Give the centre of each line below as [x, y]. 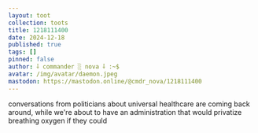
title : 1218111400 [38, 30]
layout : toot [29, 15]
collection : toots [38, 23]
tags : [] [22, 52]
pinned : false [31, 60]
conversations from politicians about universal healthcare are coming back [129, 104]
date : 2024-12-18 [37, 37]
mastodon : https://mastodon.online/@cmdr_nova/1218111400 [105, 81]
